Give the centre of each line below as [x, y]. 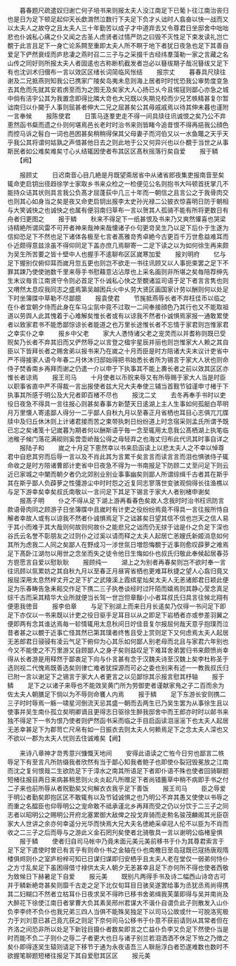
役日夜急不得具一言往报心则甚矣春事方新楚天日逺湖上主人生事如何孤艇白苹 [115, 404]
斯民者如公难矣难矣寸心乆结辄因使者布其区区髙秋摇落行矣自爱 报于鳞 [113, 151]
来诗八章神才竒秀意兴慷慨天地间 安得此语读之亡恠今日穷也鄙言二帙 [122, 753]
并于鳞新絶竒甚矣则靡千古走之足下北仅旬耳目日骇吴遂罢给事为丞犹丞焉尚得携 [118, 885]
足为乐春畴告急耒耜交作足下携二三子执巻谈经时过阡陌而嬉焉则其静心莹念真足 [118, 589]
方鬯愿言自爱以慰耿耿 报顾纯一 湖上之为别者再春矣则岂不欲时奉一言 [117, 562]
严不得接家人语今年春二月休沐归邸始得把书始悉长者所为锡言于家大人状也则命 [118, 360]
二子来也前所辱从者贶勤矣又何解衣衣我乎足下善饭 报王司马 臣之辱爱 [117, 788]
